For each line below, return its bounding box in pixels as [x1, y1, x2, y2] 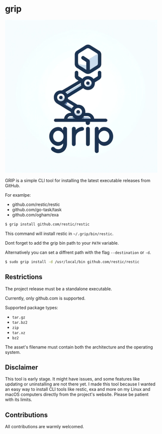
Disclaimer [5, 363, 38, 371]
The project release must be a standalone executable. [5, 285, 112, 292]
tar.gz [12, 315, 26, 320]
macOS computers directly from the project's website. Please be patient [5, 392, 149, 398]
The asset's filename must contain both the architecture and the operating [5, 344, 153, 350]
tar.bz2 [12, 320, 28, 325]
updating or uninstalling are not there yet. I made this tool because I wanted [5, 381, 156, 387]
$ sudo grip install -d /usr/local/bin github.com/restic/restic [5, 259, 139, 264]
